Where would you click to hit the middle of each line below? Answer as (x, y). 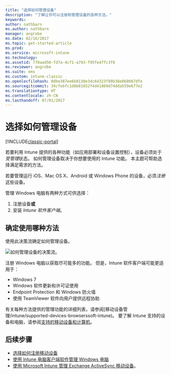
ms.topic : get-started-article (39, 43)
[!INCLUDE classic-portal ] (32, 142)
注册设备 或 (24, 204)
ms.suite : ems (20, 72)
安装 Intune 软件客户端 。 (39, 211)
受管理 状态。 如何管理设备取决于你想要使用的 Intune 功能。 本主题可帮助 (82, 158)
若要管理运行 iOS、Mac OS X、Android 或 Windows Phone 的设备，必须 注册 (86, 176)
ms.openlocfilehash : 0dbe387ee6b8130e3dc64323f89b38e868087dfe (74, 81)
